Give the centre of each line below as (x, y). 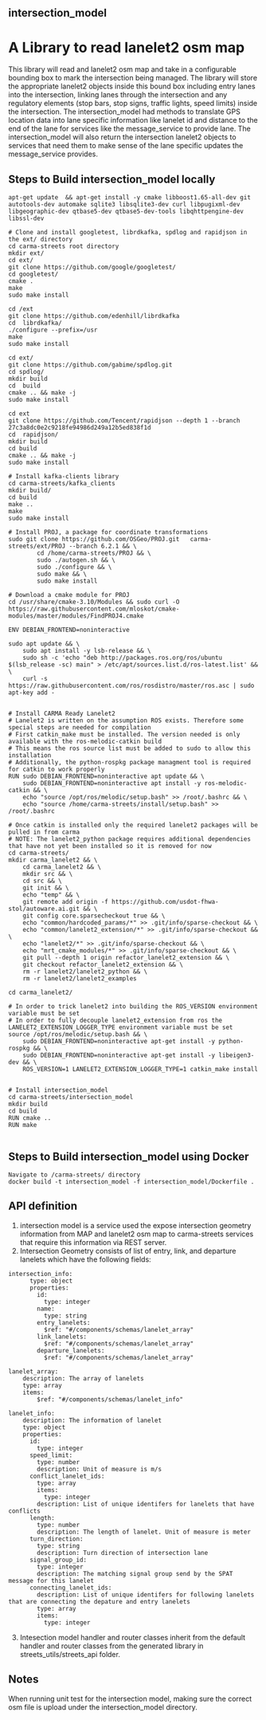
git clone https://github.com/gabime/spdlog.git (90, 365)
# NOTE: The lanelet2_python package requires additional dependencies (129, 839)
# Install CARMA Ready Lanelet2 (62, 714)
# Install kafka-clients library (64, 477)
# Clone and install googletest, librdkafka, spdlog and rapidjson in (128, 233)
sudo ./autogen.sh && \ (76, 560)
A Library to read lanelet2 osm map (127, 47)
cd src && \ (42, 881)
